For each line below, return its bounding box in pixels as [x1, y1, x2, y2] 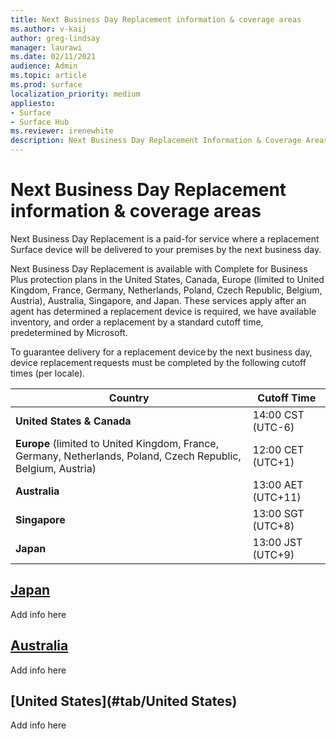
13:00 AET [252, 477, 304, 491]
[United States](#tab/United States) [10, 692, 238, 710]
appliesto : [10, 98, 56, 108]
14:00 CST [252, 407, 305, 421]
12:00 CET [252, 442, 305, 456]
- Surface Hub [10, 117, 70, 127]
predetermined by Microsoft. [10, 326, 128, 338]
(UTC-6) [252, 420, 295, 434]
